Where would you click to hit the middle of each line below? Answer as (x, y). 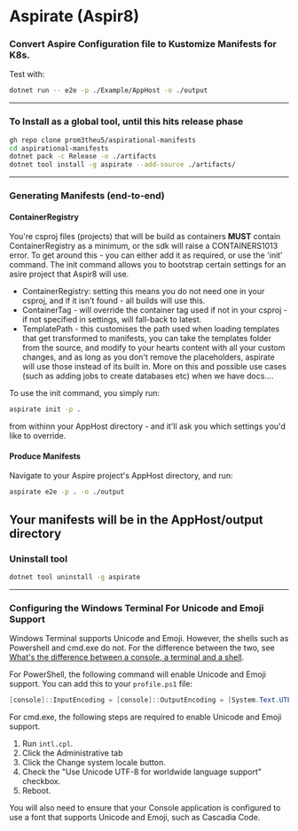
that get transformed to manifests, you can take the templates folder (147, 338)
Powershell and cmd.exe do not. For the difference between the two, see (142, 648)
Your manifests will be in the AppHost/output (136, 520)
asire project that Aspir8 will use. (69, 274)
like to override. (38, 436)
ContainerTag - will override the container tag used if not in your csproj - (155, 310)
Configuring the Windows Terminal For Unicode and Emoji (137, 608)
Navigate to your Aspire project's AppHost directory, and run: (121, 476)
